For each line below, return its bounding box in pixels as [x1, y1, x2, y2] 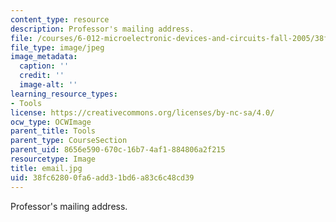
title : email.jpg [10, 163, 83, 173]
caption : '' [19, 61, 70, 71]
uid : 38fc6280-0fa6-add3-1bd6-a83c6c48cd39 [10, 172, 195, 183]
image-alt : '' [19, 80, 78, 90]
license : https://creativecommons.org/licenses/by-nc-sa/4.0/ [10, 107, 275, 118]
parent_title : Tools [10, 126, 97, 136]
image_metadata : [10, 52, 78, 62]
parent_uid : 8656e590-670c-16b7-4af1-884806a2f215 [10, 145, 226, 155]
